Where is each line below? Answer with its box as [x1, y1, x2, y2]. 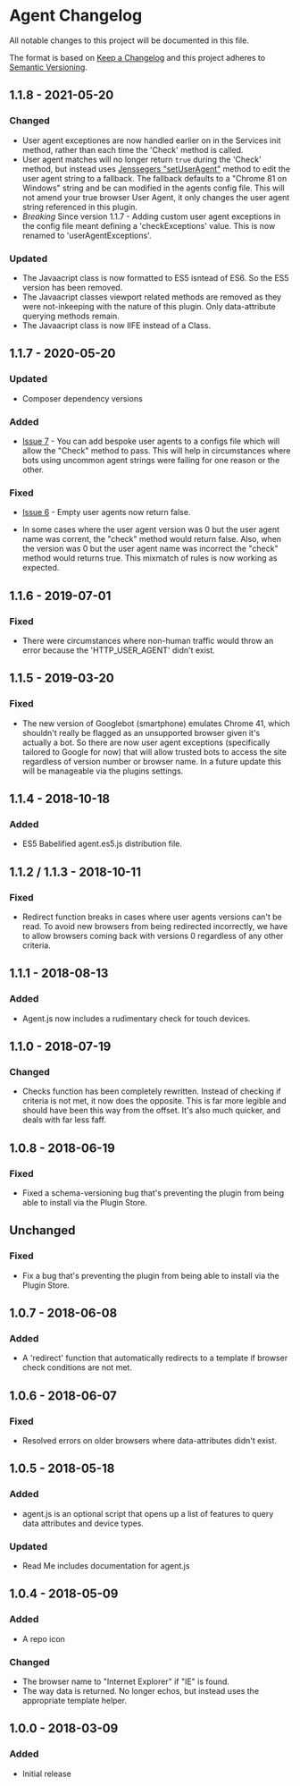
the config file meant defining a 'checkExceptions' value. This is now [21, 220, 276, 231]
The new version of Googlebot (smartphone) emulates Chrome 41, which [21, 717, 290, 729]
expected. [21, 563, 60, 573]
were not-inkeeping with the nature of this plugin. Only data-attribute [21, 300, 277, 311]
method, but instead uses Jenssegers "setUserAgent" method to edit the [21, 163, 291, 174]
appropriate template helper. [21, 1696, 128, 1706]
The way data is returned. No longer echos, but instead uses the [21, 1686, 260, 1697]
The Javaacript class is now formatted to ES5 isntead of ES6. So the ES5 [21, 272, 289, 283]
